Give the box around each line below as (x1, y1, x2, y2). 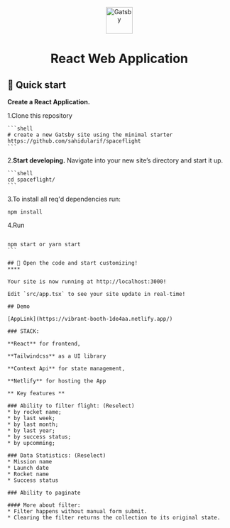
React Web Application (50, 50, 189, 67)
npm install (7, 209, 43, 216)
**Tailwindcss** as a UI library (7, 353, 106, 360)
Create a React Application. (7, 98, 90, 106)
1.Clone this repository (7, 111, 73, 120)
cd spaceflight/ (7, 176, 55, 183)
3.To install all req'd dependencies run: (7, 195, 121, 203)
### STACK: (7, 328, 40, 335)
